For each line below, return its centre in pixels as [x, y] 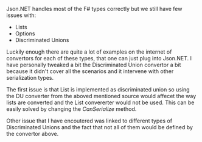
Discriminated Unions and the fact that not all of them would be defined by [100, 127]
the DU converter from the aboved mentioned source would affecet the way [101, 96]
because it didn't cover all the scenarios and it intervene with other [90, 71]
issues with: [21, 15]
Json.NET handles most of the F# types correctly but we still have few [94, 9]
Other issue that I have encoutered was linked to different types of [89, 121]
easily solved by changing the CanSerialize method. [71, 109]
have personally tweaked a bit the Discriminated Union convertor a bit [94, 65]
